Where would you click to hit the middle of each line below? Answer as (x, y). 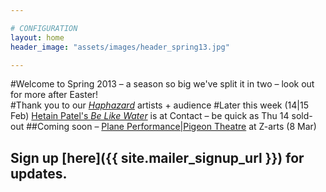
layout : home (37, 37)
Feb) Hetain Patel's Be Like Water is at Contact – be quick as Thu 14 (150, 116)
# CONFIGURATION (44, 28)
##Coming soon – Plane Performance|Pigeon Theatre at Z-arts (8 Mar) (171, 127)
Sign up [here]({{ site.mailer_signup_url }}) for (157, 157)
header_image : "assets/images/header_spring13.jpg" (120, 47)
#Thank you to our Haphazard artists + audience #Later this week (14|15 (159, 105)
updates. (39, 173)
